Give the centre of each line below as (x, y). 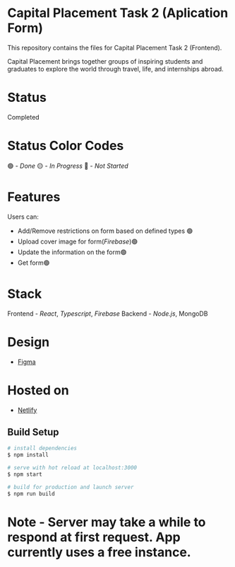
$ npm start (25, 474)
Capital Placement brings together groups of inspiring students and (105, 61)
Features (34, 197)
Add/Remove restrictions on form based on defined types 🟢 (105, 231)
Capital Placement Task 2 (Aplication (118, 13)
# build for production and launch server (71, 487)
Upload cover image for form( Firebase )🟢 (78, 241)
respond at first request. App (94, 537)
